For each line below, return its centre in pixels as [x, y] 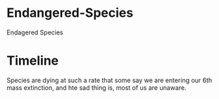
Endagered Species [35, 32]
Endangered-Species [70, 13]
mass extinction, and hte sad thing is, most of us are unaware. [97, 87]
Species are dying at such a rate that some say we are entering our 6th [109, 80]
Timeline [33, 61]
